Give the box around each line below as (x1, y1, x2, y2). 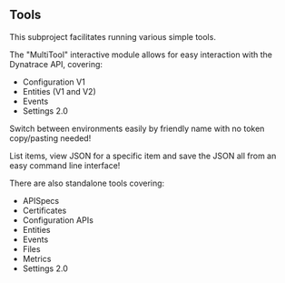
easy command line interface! (9, 159, 121, 171)
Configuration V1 (22, 76, 86, 87)
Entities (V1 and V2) (22, 86, 97, 96)
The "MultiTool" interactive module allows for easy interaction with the (9, 49, 273, 60)
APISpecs (22, 195, 60, 206)
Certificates (22, 205, 67, 216)
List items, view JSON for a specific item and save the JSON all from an (9, 150, 277, 161)
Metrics (22, 253, 52, 264)
